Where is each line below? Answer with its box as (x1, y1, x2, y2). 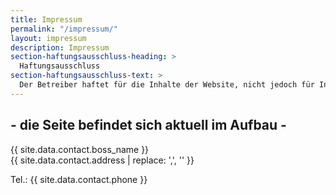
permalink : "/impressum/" (10, 24, 118, 34)
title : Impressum (10, 14, 83, 25)
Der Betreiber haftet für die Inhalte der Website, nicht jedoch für (19, 80, 315, 90)
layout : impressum (10, 33, 87, 43)
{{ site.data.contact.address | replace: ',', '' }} (10, 154, 195, 166)
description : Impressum (10, 42, 110, 53)
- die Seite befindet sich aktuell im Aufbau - (10, 117, 287, 134)
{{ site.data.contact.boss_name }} (10, 143, 150, 155)
